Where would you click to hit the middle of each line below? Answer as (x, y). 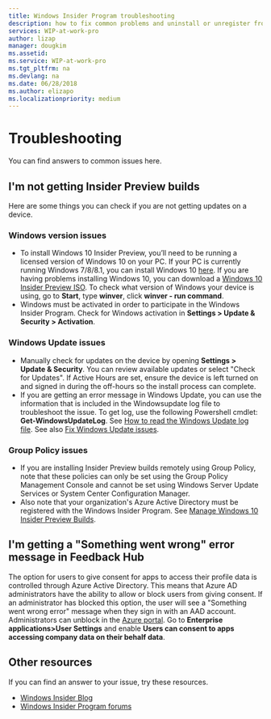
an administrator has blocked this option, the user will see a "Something (128, 603)
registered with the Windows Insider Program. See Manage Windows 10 (139, 510)
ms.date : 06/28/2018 (43, 83)
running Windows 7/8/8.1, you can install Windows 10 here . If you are (134, 270)
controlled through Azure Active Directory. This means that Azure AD (123, 585)
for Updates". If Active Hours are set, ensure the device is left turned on (139, 378)
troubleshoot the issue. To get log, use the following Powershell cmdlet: (139, 412)
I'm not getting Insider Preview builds (104, 186)
